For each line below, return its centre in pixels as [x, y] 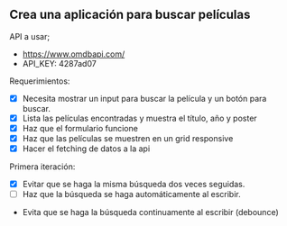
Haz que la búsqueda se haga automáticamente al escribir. [131, 194]
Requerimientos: [40, 81]
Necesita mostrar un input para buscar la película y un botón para [144, 98]
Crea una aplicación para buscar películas [130, 15]
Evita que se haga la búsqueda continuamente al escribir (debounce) [150, 212]
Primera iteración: [42, 167]
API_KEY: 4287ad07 [59, 63]
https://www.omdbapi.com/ [74, 54]
